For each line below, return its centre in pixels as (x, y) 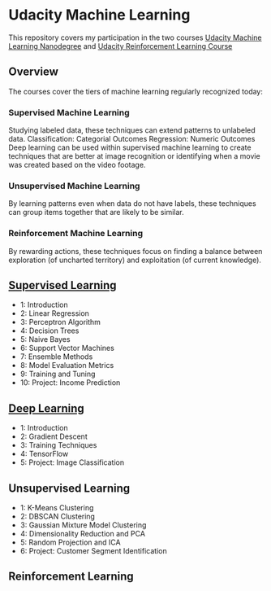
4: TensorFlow (44, 454)
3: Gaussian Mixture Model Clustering (83, 525)
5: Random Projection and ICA (70, 542)
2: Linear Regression (54, 313)
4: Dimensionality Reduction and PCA (83, 534)
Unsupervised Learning (69, 488)
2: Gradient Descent (54, 436)
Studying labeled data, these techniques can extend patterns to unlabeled (132, 130)
